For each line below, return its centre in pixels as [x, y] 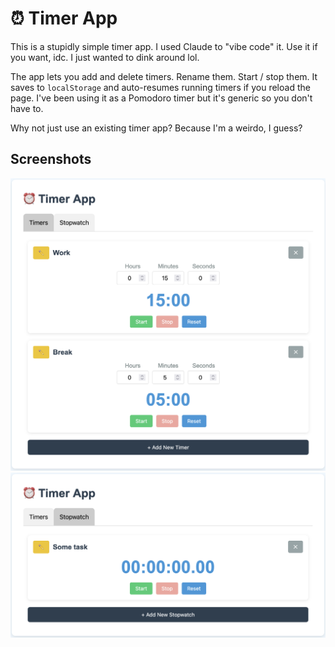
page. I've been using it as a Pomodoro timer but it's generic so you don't [161, 98]
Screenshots [51, 159]
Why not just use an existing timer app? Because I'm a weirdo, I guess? [156, 128]
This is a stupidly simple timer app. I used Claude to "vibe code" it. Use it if [164, 46]
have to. [27, 108]
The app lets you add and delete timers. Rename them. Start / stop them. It [164, 76]
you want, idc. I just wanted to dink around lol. [105, 57]
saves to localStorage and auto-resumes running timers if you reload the [160, 87]
